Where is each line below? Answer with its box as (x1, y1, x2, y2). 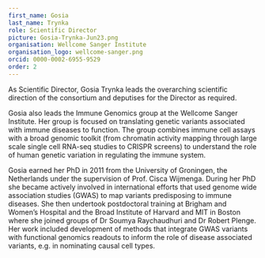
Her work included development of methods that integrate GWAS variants (8, 224, 248, 234)
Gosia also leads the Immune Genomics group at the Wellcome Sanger (8, 108, 239, 118)
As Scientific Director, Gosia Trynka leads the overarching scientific (8, 84, 228, 94)
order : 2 (8, 63, 37, 71)
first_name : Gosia (8, 11, 69, 20)
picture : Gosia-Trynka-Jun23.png (8, 33, 119, 42)
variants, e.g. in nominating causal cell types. (8, 241, 156, 250)
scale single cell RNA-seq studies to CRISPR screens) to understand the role (8, 141, 257, 151)
